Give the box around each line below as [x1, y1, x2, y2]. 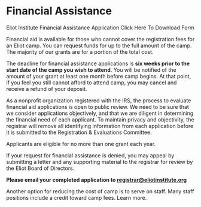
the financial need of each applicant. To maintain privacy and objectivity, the [6, 115, 194, 123]
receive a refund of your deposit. [6, 85, 87, 92]
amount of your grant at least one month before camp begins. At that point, [6, 72, 191, 80]
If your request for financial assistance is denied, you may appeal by [6, 151, 175, 159]
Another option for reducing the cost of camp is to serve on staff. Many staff [6, 187, 194, 195]
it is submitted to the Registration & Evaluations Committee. [6, 129, 153, 136]
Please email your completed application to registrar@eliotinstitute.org [6, 176, 187, 183]
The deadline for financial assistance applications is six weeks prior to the [6, 60, 190, 67]
